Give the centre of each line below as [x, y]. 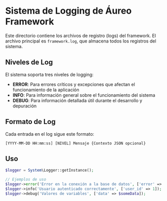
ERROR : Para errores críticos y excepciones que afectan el [74, 84]
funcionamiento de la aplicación [46, 90]
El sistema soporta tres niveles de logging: [49, 74]
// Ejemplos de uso [26, 180]
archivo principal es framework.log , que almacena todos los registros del [81, 41]
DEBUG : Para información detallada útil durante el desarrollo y [77, 100]
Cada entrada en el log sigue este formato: [50, 134]
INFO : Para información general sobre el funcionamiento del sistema [84, 95]
